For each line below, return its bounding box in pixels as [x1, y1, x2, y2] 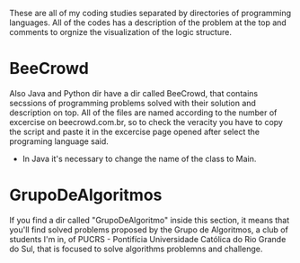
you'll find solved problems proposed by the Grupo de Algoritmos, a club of [9, 224, 289, 235]
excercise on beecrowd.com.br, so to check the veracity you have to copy [9, 116, 283, 127]
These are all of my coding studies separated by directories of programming [9, 8, 292, 18]
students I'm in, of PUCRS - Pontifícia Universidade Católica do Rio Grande [9, 233, 287, 244]
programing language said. [9, 135, 110, 147]
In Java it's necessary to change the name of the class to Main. [22, 153, 257, 164]
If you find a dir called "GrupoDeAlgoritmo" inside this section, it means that [9, 214, 290, 225]
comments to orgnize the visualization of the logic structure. [9, 27, 232, 37]
